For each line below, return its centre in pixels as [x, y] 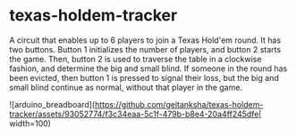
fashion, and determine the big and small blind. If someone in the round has [148, 68]
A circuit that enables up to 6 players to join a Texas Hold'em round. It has [145, 40]
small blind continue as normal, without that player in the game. [126, 87]
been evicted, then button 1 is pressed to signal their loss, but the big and [144, 77]
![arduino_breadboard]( [52, 104]
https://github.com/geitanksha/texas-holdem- [179, 104]
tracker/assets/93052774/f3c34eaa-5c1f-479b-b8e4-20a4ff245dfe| [135, 114]
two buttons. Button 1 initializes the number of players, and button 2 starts [145, 49]
